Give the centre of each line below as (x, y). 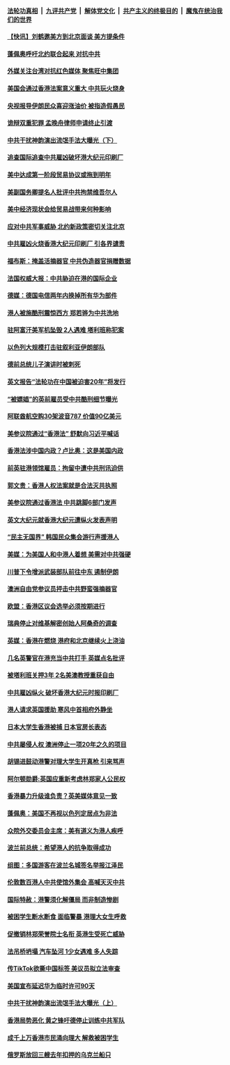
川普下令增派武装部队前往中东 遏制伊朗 (63, 571)
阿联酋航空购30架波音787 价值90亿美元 (64, 416)
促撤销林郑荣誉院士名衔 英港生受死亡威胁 (66, 934)
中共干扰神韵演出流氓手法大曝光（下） (62, 140)
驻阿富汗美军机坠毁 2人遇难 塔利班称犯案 (66, 330)
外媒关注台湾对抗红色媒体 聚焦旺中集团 (63, 71)
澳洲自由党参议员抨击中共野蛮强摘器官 (62, 589)
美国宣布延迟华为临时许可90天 (51, 985)
